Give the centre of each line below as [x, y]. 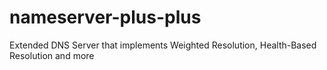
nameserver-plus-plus [105, 17]
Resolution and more [52, 55]
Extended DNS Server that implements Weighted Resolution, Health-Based [163, 45]
